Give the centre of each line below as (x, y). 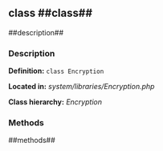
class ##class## (51, 13)
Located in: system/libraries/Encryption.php (81, 87)
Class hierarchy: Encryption (55, 102)
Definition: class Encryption (56, 71)
